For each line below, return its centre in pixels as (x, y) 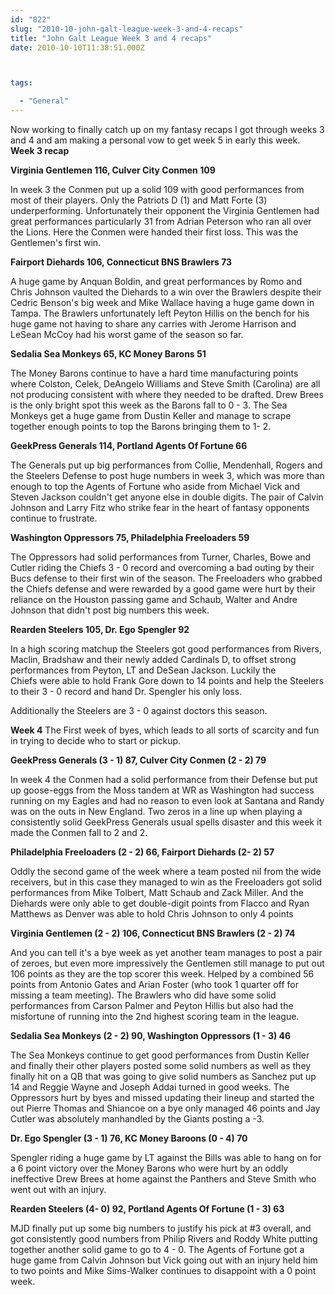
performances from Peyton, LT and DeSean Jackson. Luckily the (143, 670)
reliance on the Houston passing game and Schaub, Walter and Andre (154, 599)
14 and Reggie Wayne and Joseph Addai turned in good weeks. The (150, 1087)
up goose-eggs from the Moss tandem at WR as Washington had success (162, 790)
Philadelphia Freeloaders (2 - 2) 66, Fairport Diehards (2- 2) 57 (142, 852)
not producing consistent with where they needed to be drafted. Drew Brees (167, 394)
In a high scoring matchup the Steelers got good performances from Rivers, (166, 649)
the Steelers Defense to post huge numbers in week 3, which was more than (167, 475)
